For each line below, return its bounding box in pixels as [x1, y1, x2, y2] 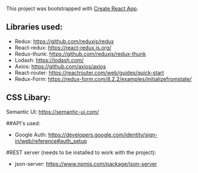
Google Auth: [14, 131, 47, 138]
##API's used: [6, 119, 41, 126]
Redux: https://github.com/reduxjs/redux [14, 38, 114, 45]
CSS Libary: [6, 93, 51, 103]
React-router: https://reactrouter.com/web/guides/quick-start [14, 69, 164, 76]
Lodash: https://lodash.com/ [14, 56, 84, 64]
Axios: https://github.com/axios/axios [14, 63, 106, 70]
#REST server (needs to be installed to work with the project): [6, 149, 157, 156]
